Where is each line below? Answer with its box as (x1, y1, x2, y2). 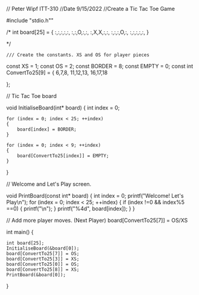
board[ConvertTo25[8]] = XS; (6, 267, 80, 273)
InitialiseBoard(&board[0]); (6, 245, 80, 251)
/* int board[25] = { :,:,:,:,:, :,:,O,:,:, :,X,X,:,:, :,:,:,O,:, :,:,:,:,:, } (6, 28, 150, 36)
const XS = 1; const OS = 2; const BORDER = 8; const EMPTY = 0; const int (6, 63, 194, 70)
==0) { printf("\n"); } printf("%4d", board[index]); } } (6, 205, 136, 212)
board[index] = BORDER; (17, 126, 77, 132)
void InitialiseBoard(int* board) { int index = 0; (6, 104, 120, 111)
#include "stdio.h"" (6, 17, 54, 24)
